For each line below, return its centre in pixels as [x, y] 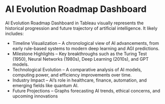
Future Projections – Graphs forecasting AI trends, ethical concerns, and [86, 91]
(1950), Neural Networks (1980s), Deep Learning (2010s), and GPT [81, 59]
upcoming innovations [35, 96]
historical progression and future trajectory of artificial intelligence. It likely [81, 28]
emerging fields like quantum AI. [45, 85]
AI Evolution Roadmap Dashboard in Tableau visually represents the [75, 23]
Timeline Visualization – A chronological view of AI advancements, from [85, 43]
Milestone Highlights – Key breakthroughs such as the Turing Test [80, 54]
